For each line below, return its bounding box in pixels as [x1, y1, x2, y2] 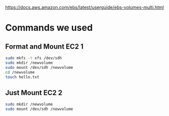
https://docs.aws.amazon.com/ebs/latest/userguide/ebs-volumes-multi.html [5, 5, 164, 10]
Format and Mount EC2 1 [5, 42, 84, 51]
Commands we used [5, 22, 93, 33]
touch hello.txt [5, 74, 39, 80]
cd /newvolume [5, 69, 35, 75]
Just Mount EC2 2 [5, 88, 63, 97]
